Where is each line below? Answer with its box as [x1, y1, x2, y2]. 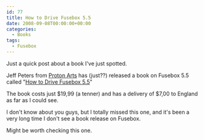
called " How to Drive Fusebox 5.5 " [6, 78, 93, 86]
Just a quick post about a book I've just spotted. [6, 59, 127, 67]
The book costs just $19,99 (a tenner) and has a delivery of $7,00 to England [6, 90, 198, 97]
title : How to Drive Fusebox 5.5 [6, 15, 91, 21]
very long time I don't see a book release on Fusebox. [6, 114, 141, 122]
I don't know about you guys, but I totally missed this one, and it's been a [6, 108, 190, 116]
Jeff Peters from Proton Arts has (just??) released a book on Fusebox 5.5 [6, 72, 189, 79]
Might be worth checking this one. [6, 127, 93, 134]
